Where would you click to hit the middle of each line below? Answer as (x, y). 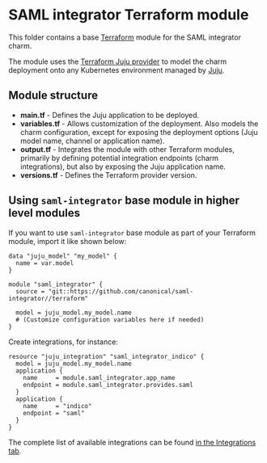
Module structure (53, 96)
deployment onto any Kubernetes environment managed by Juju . (117, 69)
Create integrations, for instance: (64, 342)
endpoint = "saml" (54, 413)
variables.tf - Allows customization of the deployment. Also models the (139, 124)
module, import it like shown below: (68, 241)
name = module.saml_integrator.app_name (99, 377)
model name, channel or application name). (92, 141)
